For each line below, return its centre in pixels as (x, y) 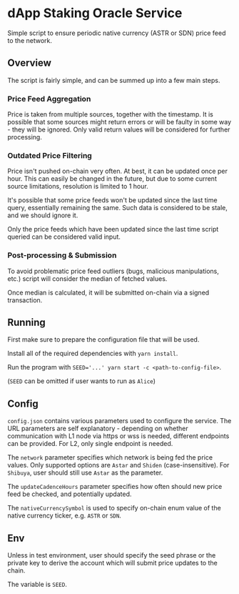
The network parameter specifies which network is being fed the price (110, 457)
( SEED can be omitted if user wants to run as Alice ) (81, 381)
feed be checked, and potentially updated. (70, 494)
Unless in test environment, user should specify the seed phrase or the (112, 555)
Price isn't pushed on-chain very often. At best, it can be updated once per (118, 171)
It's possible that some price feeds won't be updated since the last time (112, 200)
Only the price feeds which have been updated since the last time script (113, 229)
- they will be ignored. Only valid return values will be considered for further (119, 129)
